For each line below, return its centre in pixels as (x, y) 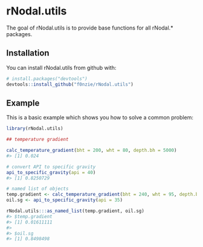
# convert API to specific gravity (51, 167)
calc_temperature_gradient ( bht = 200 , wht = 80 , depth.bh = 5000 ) (92, 151)
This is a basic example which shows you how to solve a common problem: (100, 117)
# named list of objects (37, 189)
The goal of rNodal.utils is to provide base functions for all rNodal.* (90, 28)
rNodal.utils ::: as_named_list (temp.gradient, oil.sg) (76, 211)
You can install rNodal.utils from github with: (61, 67)
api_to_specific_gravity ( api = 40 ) (51, 172)
